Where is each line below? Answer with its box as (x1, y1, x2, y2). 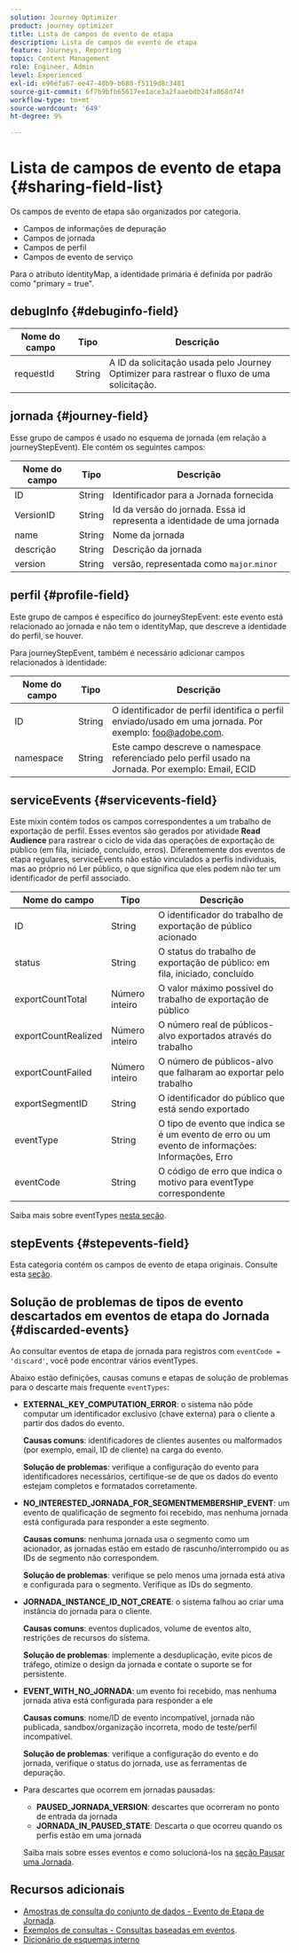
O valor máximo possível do (158, 982, 274, 995)
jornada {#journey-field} (10, 409, 149, 424)
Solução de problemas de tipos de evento (10, 1295, 244, 1310)
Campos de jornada (22, 232, 96, 244)
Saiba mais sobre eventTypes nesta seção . (10, 1210, 167, 1221)
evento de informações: (158, 1139, 257, 1152)
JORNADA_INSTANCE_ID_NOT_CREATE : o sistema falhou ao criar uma (22, 1596, 285, 1607)
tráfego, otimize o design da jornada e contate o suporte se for (22, 1658, 253, 1669)
